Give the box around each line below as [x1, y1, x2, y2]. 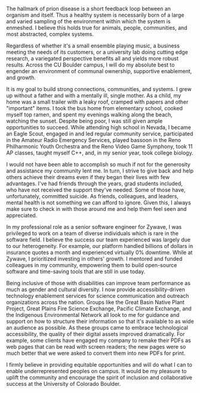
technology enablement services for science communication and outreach [6, 292, 189, 299]
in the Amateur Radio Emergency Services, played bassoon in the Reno [6, 137, 181, 143]
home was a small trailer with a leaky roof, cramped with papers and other [6, 98, 189, 105]
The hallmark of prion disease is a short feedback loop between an [6, 5, 171, 12]
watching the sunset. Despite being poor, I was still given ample [6, 117, 163, 125]
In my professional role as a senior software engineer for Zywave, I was [6, 223, 182, 230]
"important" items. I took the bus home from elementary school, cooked [6, 105, 183, 111]
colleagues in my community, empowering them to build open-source [6, 262, 177, 268]
